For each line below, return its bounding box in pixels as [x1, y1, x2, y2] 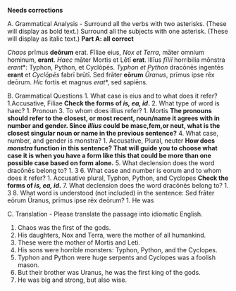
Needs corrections [7, 6, 63, 14]
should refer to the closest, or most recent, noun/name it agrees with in [7, 114, 221, 122]
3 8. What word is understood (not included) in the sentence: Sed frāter [7, 189, 215, 197]
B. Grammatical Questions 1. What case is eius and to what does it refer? [7, 91, 218, 100]
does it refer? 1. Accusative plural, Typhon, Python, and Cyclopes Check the [7, 174, 229, 182]
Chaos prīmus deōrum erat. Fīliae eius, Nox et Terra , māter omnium [7, 48, 204, 56]
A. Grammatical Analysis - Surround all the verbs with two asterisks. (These [7, 20, 227, 27]
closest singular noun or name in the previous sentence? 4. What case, [7, 129, 219, 137]
